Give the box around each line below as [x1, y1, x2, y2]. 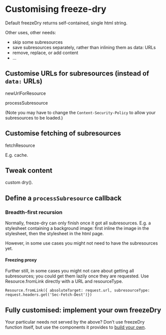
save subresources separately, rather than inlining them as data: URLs [12, 44, 156, 50]
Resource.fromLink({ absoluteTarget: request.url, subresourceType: [5, 288, 150, 293]
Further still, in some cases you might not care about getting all [5, 268, 134, 274]
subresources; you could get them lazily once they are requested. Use [5, 273, 149, 279]
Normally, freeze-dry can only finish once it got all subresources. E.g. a [5, 220, 151, 226]
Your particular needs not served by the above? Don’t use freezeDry [5, 319, 145, 325]
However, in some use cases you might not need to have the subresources [5, 240, 158, 246]
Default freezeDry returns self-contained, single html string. [5, 20, 128, 26]
